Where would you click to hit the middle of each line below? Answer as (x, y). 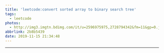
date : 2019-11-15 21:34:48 (32, 37)
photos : (13, 23)
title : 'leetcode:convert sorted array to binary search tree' (71, 9)
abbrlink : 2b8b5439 (25, 32)
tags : (10, 14)
